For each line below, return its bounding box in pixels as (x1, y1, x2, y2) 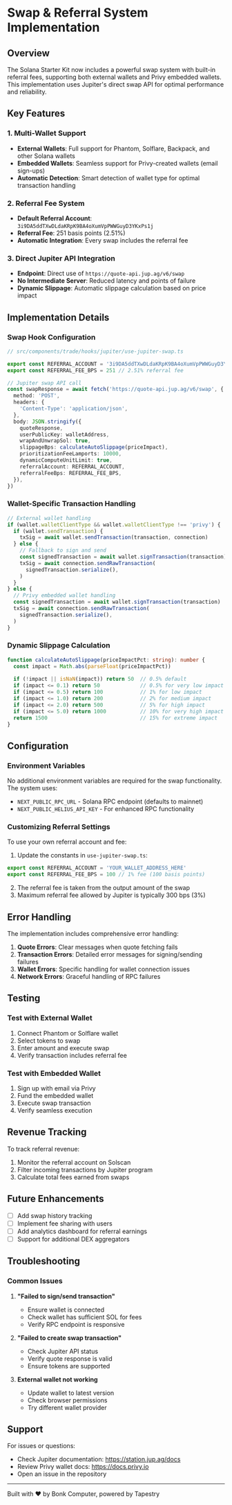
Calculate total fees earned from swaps (17, 1173, 130, 1181)
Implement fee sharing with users (17, 1219, 113, 1228)
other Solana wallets (17, 151, 76, 160)
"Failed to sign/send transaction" (17, 1291, 115, 1300)
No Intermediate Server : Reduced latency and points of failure (17, 277, 196, 285)
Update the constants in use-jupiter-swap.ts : (17, 851, 148, 860)
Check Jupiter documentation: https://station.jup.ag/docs (17, 1455, 181, 1463)
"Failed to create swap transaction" (17, 1333, 122, 1342)
